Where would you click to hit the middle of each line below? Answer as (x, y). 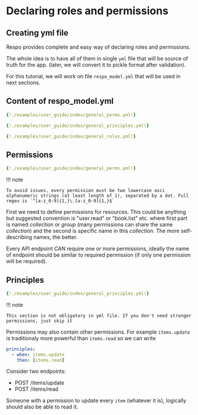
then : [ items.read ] (41, 360)
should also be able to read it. (42, 407)
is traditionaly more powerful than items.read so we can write (81, 338)
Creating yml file (38, 33)
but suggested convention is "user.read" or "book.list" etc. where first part (97, 218)
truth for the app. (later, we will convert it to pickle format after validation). (96, 65)
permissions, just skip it (39, 321)
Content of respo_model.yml (60, 101)
